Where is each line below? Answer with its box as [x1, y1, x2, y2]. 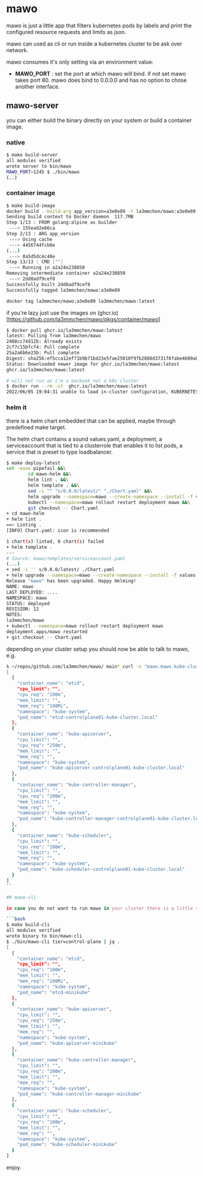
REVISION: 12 [6, 606, 39, 612]
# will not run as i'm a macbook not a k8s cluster [6, 378, 139, 384]
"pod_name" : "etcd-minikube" [17, 989, 91, 996]
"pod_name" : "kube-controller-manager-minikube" [17, 1091, 142, 1097]
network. [6, 46, 29, 53]
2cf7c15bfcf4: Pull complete [6, 344, 80, 350]
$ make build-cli [6, 922, 50, 928]
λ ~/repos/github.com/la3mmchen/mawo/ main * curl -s [6, 663, 142, 669]
